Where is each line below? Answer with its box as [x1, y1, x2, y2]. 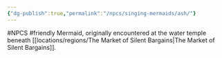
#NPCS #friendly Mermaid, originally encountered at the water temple [7, 29, 207, 37]
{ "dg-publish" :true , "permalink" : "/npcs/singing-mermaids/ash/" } [7, 10, 196, 17]
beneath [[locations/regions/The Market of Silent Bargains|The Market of [7, 35, 216, 44]
